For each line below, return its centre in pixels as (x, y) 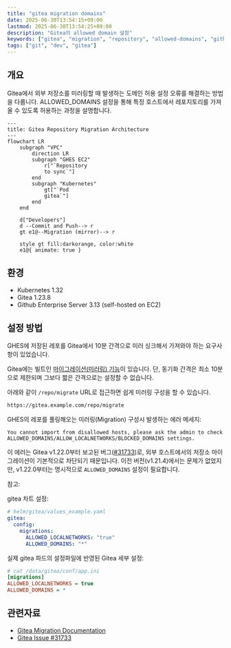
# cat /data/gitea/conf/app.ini (53, 571)
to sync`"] (59, 172)
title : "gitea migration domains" (57, 13)
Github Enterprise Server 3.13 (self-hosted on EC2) (89, 305)
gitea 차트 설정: (28, 499)
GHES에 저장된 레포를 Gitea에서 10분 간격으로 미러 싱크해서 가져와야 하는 (106, 346)
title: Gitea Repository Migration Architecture (78, 129)
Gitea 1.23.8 (34, 297)
